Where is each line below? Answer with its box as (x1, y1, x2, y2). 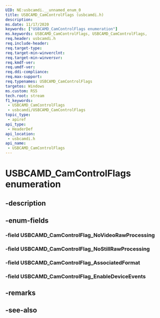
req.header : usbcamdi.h (5, 36, 56, 41)
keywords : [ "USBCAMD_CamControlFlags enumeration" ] (5, 27, 118, 32)
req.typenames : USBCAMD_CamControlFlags (5, 79, 93, 84)
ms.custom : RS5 (5, 88, 38, 94)
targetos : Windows (5, 83, 44, 89)
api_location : (5, 131, 36, 136)
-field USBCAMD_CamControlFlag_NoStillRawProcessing (5, 245, 150, 252)
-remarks (5, 289, 36, 298)
